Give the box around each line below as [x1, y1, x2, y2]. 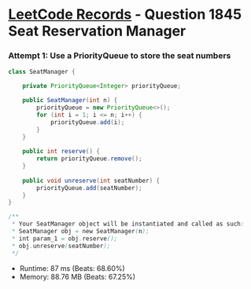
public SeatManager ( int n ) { [22, 97, 118, 104]
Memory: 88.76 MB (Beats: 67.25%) [19, 272, 136, 281]
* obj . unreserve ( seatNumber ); [11, 242, 111, 250]
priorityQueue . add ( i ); [50, 118, 125, 126]
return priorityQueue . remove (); [36, 155, 143, 163]
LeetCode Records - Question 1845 [8, 5, 242, 24]
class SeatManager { [8, 68, 76, 76]
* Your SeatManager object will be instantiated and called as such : [11, 220, 245, 229]
